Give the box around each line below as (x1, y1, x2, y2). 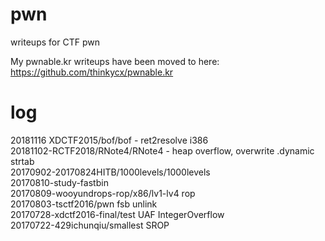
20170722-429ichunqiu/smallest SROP (10, 219, 170, 231)
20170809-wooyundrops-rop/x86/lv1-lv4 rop (10, 187, 196, 199)
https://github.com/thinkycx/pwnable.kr (10, 66, 174, 78)
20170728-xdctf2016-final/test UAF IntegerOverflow (10, 208, 225, 220)
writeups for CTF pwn (10, 36, 100, 48)
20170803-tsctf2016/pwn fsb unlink (10, 198, 158, 210)
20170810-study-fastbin (10, 176, 109, 188)
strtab (10, 155, 35, 167)
